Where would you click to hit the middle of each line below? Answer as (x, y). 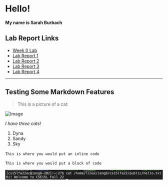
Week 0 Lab (25, 50)
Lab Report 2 (26, 61)
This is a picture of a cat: (43, 104)
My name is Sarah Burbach (34, 22)
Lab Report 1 (25, 55)
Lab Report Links (32, 38)
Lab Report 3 (26, 66)
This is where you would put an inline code (52, 154)
